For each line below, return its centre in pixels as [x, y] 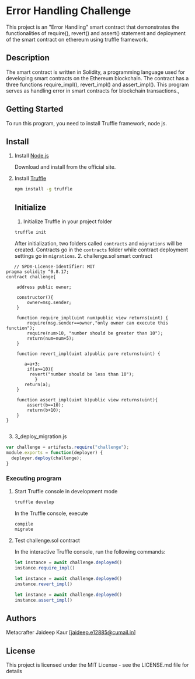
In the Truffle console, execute [51, 513]
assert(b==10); [46, 405]
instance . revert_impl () [43, 584]
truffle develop [34, 502]
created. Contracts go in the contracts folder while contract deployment [101, 250]
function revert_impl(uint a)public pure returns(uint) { [88, 354]
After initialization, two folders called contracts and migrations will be [98, 243]
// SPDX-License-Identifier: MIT [54, 267]
